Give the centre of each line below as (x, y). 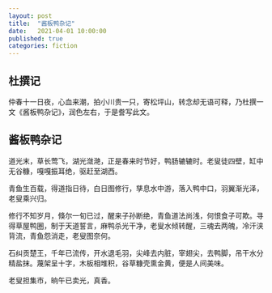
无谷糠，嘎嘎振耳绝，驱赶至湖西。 (65, 171)
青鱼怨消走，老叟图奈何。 (72, 236)
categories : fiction (43, 46)
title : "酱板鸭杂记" (42, 23)
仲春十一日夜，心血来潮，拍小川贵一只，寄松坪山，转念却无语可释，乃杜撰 (132, 101)
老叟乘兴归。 (30, 198)
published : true (36, 38)
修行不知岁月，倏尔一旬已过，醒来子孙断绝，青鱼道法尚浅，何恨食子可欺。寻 (136, 215)
